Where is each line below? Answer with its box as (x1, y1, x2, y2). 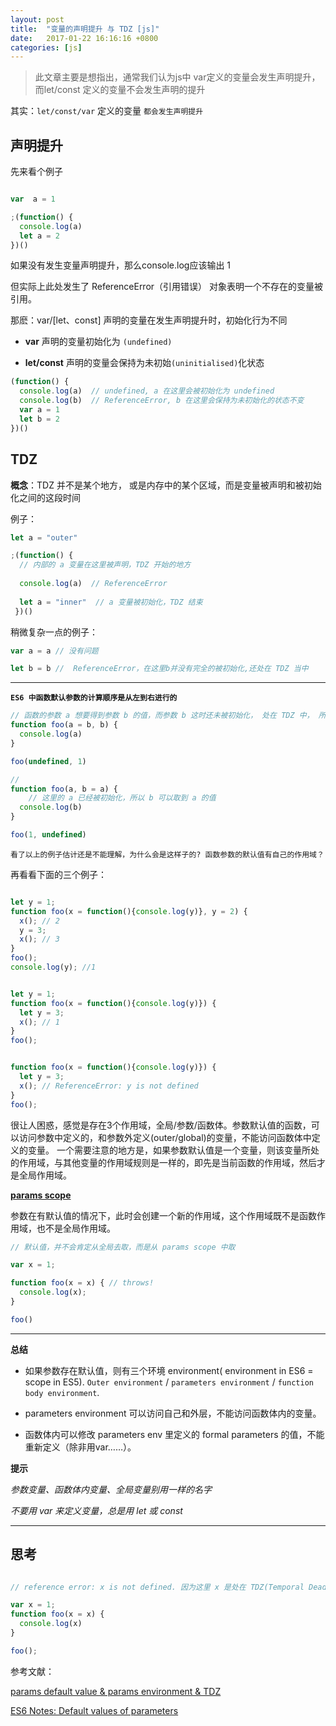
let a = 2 (19, 231, 60, 241)
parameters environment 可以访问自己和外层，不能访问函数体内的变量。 (24, 1407, 322, 1419)
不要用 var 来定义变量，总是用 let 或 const (10, 1504, 183, 1516)
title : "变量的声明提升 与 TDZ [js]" (10, 24, 160, 34)
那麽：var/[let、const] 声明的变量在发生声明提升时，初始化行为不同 (10, 314, 288, 326)
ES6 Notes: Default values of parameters (10, 1704, 179, 1716)
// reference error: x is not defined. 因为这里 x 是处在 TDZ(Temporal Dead (10, 1582, 327, 1592)
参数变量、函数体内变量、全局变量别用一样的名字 (10, 1483, 212, 1495)
